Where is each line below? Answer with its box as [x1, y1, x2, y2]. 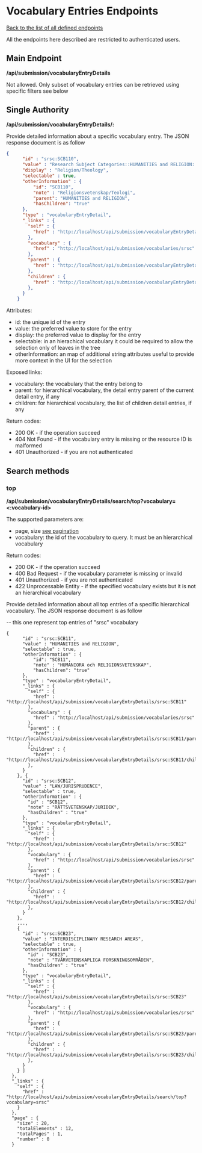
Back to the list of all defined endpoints [6, 24, 103, 31]
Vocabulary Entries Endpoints [6, 4, 159, 18]
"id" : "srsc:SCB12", [22, 778, 77, 784]
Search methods [6, 465, 70, 476]
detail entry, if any [14, 393, 60, 400]
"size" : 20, [17, 1120, 50, 1127]
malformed [14, 442, 42, 449]
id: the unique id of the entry [14, 319, 86, 326]
